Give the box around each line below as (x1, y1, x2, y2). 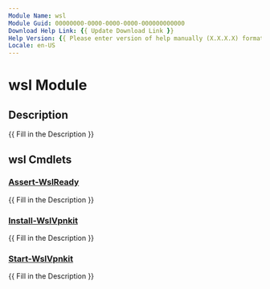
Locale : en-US (8, 42, 56, 50)
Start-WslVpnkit (8, 254, 74, 265)
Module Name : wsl (8, 11, 67, 20)
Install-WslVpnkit (8, 214, 79, 226)
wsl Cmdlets (8, 153, 72, 166)
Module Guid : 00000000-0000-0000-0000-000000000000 (8, 19, 185, 27)
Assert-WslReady (8, 177, 80, 188)
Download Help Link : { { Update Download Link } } (8, 26, 174, 35)
